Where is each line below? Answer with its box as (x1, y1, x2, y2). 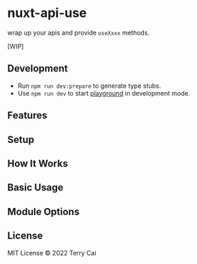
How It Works (7, 157, 69, 169)
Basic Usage (7, 182, 64, 194)
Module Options (7, 205, 80, 217)
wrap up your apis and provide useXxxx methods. (7, 28, 150, 37)
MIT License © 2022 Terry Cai (7, 248, 97, 257)
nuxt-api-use (7, 5, 87, 21)
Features (7, 110, 47, 122)
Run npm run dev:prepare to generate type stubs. (17, 81, 162, 90)
